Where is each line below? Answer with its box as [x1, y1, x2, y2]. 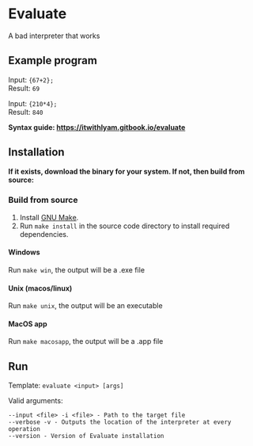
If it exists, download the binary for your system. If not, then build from [8, 166, 245, 176]
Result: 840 [8, 107, 43, 116]
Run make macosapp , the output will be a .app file [8, 337, 164, 346]
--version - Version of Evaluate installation [8, 433, 164, 440]
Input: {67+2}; [8, 74, 54, 84]
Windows [8, 247, 40, 257]
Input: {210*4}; [8, 98, 58, 108]
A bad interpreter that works [8, 31, 100, 40]
